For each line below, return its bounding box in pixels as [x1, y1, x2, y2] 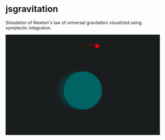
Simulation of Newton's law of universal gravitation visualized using [5, 20, 142, 25]
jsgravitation [5, 3, 58, 15]
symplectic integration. [5, 24, 52, 30]
